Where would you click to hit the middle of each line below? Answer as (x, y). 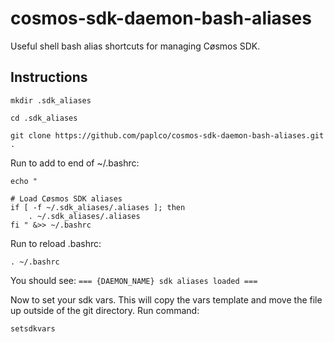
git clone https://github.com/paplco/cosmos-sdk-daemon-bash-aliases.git (167, 135)
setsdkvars (33, 328)
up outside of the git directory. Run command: (105, 310)
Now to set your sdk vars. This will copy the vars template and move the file (166, 299)
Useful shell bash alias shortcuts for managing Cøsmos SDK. (135, 46)
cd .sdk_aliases (44, 118)
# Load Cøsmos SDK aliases (66, 198)
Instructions (49, 77)
